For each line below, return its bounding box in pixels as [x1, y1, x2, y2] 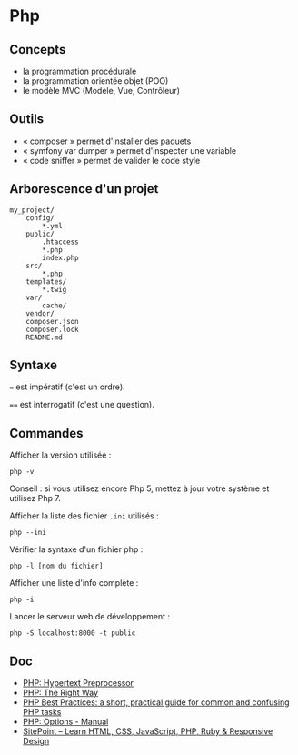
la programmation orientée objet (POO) [22, 75, 169, 86]
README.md [25, 333, 64, 342]
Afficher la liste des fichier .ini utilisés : [9, 510, 159, 521]
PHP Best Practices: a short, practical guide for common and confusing [22, 697, 290, 708]
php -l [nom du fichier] [9, 561, 104, 571]
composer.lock [25, 325, 79, 334]
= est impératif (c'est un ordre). [9, 381, 125, 392]
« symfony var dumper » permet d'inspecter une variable [22, 145, 237, 156]
